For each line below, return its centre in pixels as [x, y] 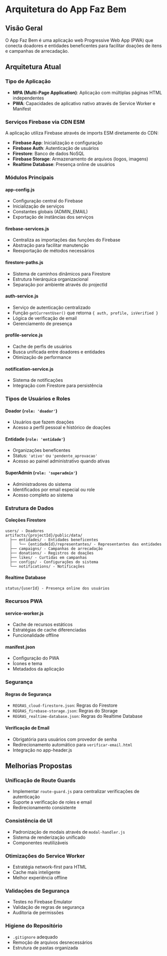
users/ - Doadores [25, 531]
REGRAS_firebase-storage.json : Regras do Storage [65, 711]
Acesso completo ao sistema [43, 495]
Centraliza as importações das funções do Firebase [66, 240]
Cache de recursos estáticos [43, 624]
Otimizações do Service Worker [45, 855]
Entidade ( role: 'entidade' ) [35, 439]
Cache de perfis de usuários [42, 346]
